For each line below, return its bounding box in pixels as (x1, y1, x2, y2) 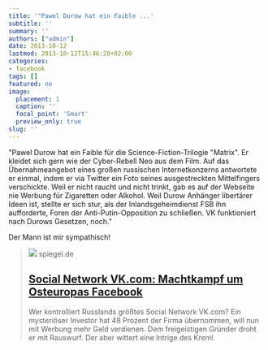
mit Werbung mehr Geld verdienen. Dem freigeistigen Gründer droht (28, 324, 257, 334)
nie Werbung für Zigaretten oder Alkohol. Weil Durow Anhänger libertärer (8, 190, 253, 200)
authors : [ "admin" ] (8, 34, 75, 43)
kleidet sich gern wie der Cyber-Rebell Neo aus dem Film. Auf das (8, 156, 230, 166)
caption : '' (15, 102, 57, 110)
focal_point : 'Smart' (15, 110, 89, 119)
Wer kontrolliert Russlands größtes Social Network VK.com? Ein (28, 306, 241, 317)
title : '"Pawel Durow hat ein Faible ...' (8, 11, 154, 20)
